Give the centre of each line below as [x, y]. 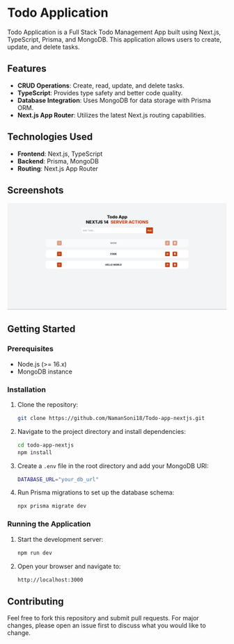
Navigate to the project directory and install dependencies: [101, 431]
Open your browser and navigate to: [69, 566]
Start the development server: [60, 539]
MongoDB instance [45, 371]
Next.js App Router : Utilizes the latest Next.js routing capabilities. [112, 115]
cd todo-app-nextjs [46, 445]
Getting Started [41, 329]
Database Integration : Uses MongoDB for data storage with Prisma [114, 100]
